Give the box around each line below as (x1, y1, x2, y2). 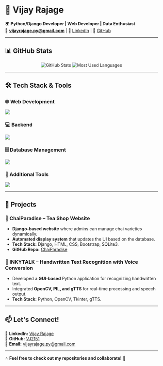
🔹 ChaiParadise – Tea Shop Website (5, 215, 90, 222)
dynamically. (12, 231, 38, 237)
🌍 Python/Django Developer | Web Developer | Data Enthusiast (5, 20, 136, 26)
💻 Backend (5, 121, 33, 128)
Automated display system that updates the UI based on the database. (12, 236, 155, 242)
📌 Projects (5, 200, 37, 208)
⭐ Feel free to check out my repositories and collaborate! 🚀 (5, 355, 126, 361)
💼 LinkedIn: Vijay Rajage (5, 331, 54, 336)
